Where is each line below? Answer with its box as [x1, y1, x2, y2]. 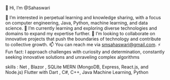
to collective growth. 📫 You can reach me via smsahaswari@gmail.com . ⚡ [5, 42, 161, 47]
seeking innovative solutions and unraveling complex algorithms [5, 54, 140, 60]
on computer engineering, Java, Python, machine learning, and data [5, 20, 148, 26]
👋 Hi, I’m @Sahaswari [5, 5, 50, 11]
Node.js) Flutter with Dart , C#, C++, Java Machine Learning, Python [5, 69, 149, 75]
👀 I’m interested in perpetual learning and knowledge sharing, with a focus [5, 15, 161, 20]
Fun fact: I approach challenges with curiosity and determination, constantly [5, 49, 165, 55]
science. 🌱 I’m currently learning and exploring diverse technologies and [5, 25, 157, 31]
